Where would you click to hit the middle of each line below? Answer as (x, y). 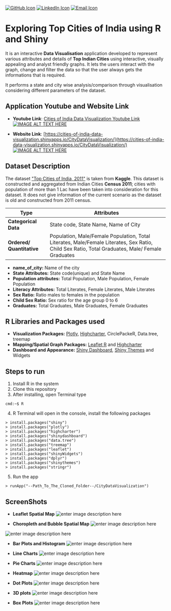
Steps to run (25, 371)
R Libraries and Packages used (55, 321)
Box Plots (23, 603)
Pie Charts (24, 563)
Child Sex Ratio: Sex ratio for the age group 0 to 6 (65, 300)
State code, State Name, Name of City (95, 224)
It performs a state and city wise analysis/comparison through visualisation (84, 85)
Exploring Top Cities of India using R (83, 29)
